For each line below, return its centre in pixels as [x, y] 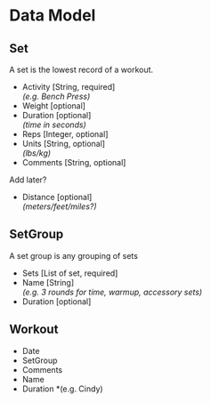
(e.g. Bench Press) [56, 96]
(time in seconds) [54, 125]
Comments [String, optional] [74, 162]
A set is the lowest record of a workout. [81, 69]
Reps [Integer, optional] [65, 134]
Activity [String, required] [69, 87]
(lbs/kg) [37, 153]
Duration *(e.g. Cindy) [63, 389]
